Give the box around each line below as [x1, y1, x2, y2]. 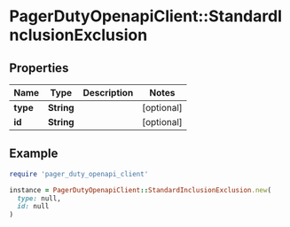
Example [9, 146, 59, 161]
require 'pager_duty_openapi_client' [9, 169, 149, 178]
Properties [9, 60, 69, 75]
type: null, [17, 193, 62, 203]
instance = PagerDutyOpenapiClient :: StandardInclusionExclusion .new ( [9, 185, 272, 194]
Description [82, 87, 134, 98]
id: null [17, 202, 50, 211]
